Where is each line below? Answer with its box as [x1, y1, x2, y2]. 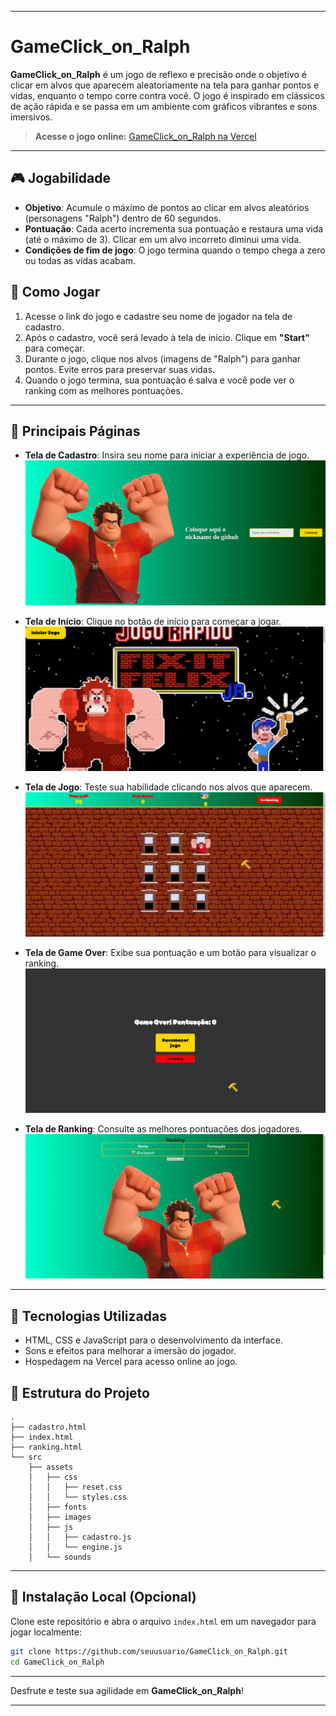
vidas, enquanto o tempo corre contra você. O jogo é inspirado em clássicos [10, 89, 325, 101]
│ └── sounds [28, 1552, 92, 1562]
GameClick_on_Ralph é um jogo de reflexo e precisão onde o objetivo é [10, 68, 308, 80]
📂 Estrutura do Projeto [10, 1384, 150, 1401]
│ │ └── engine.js [28, 1542, 123, 1552]
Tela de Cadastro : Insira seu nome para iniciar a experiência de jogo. [24, 449, 310, 461]
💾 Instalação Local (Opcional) [10, 1589, 197, 1606]
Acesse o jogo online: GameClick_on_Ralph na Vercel [34, 130, 257, 142]
